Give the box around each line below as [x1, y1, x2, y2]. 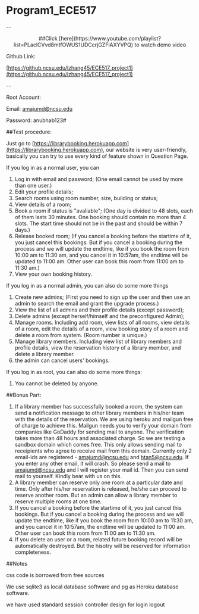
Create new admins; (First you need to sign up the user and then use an [14, 293, 191, 301]
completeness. [14, 548, 52, 556]
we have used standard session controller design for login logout [6, 601, 165, 608]
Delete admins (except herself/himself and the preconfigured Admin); [14, 312, 185, 319]
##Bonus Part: [6, 391, 42, 398]
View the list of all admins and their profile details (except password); [14, 306, 184, 313]
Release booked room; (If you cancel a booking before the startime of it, [14, 232, 191, 239]
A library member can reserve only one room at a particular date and [14, 479, 183, 486]
